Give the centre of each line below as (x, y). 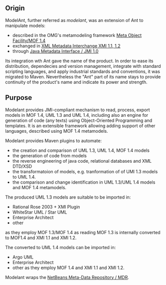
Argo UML (23, 257)
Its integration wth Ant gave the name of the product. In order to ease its (79, 61)
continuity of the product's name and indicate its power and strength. (76, 82)
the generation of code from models (50, 155)
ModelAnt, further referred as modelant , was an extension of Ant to (74, 20)
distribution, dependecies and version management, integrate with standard (83, 66)
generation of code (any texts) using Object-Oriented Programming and (79, 120)
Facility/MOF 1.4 (29, 40)
